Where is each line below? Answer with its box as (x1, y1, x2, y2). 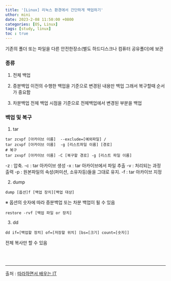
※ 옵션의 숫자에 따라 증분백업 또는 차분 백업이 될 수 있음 (5, 199, 116, 205)
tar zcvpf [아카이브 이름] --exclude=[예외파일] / (5, 137, 106, 142)
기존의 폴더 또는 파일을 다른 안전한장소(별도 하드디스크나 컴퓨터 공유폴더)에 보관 (5, 46, 164, 51)
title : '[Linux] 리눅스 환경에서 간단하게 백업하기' (5, 7, 103, 13)
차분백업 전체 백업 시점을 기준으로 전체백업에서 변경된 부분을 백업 (12, 100, 142, 106)
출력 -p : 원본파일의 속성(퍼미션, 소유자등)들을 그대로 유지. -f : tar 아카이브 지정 (5, 169, 162, 175)
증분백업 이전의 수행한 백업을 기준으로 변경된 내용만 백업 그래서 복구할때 (12, 83, 156, 89)
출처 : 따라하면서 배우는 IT (5, 270, 57, 276)
